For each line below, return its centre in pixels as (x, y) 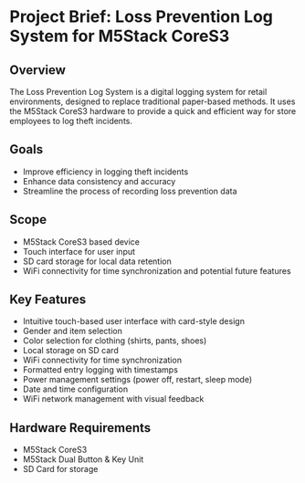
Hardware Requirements (80, 428)
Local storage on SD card (70, 351)
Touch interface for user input (79, 251)
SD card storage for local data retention (97, 261)
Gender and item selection (73, 331)
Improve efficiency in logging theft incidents (105, 172)
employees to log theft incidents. (71, 121)
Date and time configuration (75, 389)
